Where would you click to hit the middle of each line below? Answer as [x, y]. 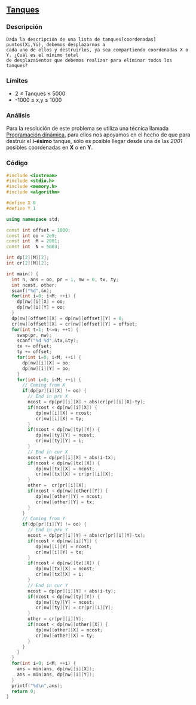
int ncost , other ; [35, 285]
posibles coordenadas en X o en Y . [50, 148]
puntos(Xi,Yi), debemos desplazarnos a [56, 44]
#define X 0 [21, 203]
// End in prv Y [48, 530]
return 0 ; [24, 691]
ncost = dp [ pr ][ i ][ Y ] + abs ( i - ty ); [72, 591]
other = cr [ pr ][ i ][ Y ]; [56, 619]
